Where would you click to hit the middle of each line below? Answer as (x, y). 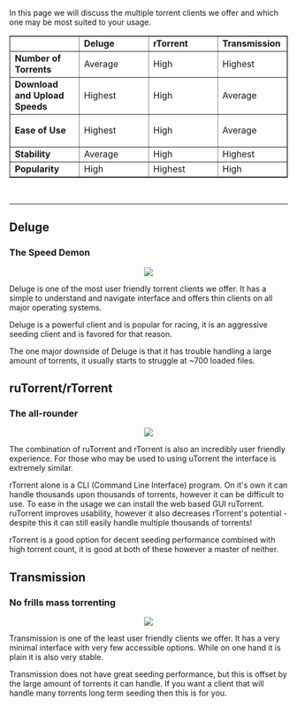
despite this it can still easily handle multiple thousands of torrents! (131, 523)
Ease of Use (40, 130)
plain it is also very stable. (57, 657)
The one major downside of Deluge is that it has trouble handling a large (141, 351)
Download (37, 85)
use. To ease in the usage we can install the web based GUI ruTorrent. (137, 504)
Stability (33, 154)
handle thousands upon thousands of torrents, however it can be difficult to (147, 495)
